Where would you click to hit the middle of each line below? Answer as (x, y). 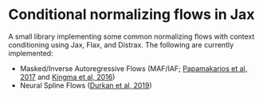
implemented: (31, 53)
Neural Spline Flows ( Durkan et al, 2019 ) (86, 85)
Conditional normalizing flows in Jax (131, 15)
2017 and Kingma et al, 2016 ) (67, 77)
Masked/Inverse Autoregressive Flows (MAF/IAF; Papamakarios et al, (133, 68)
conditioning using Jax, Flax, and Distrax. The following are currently (121, 44)
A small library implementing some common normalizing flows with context (131, 36)
